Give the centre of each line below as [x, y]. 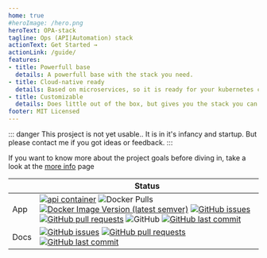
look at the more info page [52, 166]
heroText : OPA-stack [43, 30]
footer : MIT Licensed [44, 112]
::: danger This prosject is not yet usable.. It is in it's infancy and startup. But [133, 134]
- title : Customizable [46, 97]
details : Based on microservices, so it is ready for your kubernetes [135, 89]
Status [147, 186]
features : [25, 60]
